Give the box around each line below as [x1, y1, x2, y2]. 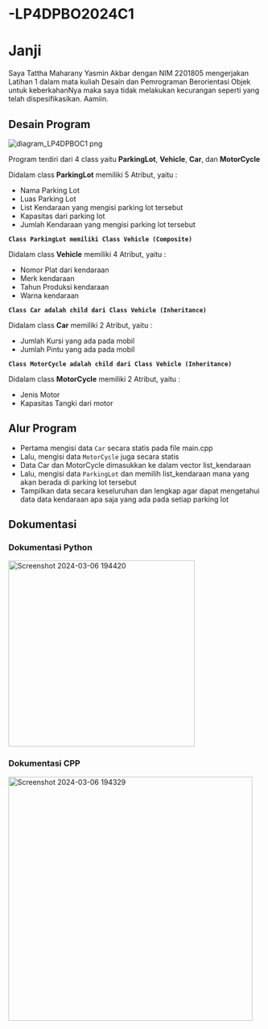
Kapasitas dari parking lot [19, 211, 105, 221]
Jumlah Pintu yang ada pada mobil [19, 344, 135, 354]
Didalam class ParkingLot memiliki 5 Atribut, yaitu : [8, 170, 178, 180]
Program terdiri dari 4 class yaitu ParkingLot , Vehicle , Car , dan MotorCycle [8, 154, 261, 163]
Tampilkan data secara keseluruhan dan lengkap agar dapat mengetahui [19, 486, 260, 495]
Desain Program [8, 118, 91, 131]
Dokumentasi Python [8, 542, 93, 553]
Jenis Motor [19, 390, 60, 399]
